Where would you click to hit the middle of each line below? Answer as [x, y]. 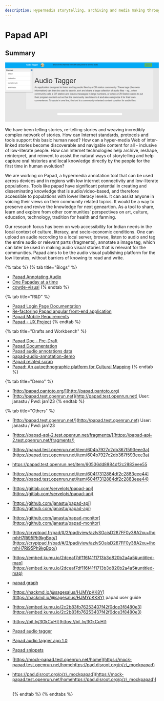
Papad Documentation [35, 346]
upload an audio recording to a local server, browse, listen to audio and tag [80, 237]
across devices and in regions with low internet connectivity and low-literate [82, 181]
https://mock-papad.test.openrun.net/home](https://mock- [73, 659]
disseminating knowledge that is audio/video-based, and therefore [72, 191]
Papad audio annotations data [42, 351]
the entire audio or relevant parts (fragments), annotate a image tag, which [80, 242]
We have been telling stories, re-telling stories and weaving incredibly [75, 129]
